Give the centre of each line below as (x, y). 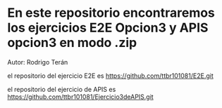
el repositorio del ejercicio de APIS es (62, 89)
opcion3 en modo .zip (72, 43)
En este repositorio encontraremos (111, 13)
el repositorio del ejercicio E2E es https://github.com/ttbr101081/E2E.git (110, 76)
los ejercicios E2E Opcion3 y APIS (108, 28)
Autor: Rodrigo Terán (38, 62)
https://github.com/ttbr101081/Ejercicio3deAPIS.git (80, 97)
